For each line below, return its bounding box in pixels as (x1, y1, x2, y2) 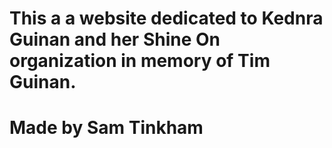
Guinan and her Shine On (9, 28, 221, 51)
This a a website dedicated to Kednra (9, 7, 324, 30)
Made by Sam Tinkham (9, 117, 204, 139)
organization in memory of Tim (9, 50, 271, 72)
